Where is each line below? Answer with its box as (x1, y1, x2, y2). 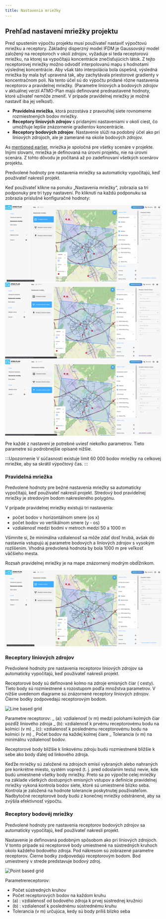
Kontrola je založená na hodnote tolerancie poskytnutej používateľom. (5, 788, 148, 794)
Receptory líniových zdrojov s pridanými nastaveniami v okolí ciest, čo (12, 118, 158, 124)
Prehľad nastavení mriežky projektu (5, 27, 118, 36)
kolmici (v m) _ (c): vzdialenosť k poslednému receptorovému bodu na (5, 726, 148, 732)
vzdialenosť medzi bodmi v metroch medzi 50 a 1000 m (12, 525, 126, 531)
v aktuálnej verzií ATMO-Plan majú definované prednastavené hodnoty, (5, 88, 151, 94)
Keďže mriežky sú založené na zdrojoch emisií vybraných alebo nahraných (5, 761, 158, 767)
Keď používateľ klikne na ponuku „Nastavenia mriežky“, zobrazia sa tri (5, 185, 149, 191)
